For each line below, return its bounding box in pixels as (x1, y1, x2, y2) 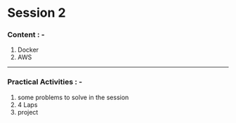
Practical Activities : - (7, 77, 83, 87)
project (17, 108, 39, 116)
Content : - (7, 30, 45, 40)
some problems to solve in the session (17, 93, 129, 101)
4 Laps (17, 100, 38, 109)
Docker (17, 45, 39, 54)
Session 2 (7, 5, 66, 21)
